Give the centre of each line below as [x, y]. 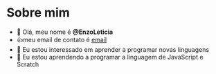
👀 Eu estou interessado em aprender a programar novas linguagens [112, 49]
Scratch [28, 64]
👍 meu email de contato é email [62, 39]
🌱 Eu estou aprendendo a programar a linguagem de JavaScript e [110, 57]
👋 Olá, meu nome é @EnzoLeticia [65, 32]
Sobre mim [38, 13]
